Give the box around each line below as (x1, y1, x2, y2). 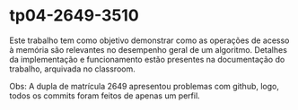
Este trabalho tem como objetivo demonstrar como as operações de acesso (9, 35, 290, 46)
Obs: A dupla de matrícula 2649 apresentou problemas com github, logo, (9, 80, 280, 91)
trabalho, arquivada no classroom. (9, 63, 136, 74)
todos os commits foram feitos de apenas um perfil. (9, 90, 200, 101)
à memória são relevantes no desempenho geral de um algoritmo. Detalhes (9, 44, 287, 55)
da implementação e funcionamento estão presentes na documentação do (9, 54, 285, 64)
